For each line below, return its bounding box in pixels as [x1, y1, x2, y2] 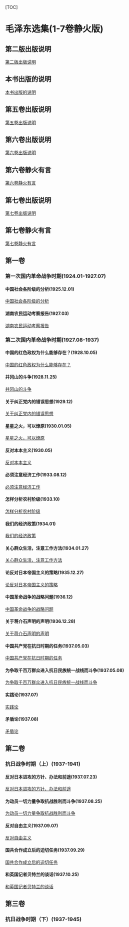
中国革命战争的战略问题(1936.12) [5, 594, 73, 600]
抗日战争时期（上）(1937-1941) [5, 760, 81, 767]
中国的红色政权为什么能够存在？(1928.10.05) [5, 349, 97, 355]
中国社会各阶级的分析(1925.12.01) [5, 286, 74, 292]
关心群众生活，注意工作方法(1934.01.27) [5, 545, 89, 551]
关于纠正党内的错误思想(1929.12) [5, 398, 73, 404]
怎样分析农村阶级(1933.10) [5, 496, 60, 502]
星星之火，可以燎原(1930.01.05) [5, 422, 71, 429]
